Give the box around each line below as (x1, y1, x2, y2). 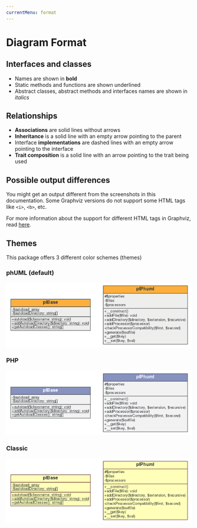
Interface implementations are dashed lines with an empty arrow (14, 139, 174, 146)
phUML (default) (6, 268, 54, 277)
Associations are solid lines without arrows (14, 127, 121, 134)
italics (14, 93, 29, 101)
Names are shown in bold (14, 74, 78, 82)
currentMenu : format (6, 9, 57, 15)
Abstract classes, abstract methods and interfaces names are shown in (14, 88, 188, 95)
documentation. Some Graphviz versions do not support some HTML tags (6, 197, 186, 204)
